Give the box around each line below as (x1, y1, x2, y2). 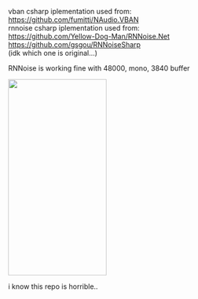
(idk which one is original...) (8, 49, 98, 57)
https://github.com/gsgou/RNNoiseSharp (8, 40, 141, 49)
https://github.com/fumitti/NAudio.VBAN (8, 15, 139, 24)
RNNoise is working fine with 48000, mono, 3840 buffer (8, 64, 190, 73)
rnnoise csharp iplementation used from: (8, 24, 140, 32)
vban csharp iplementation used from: (8, 7, 132, 16)
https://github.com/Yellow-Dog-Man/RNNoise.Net (8, 31, 170, 41)
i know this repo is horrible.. (8, 282, 98, 291)
